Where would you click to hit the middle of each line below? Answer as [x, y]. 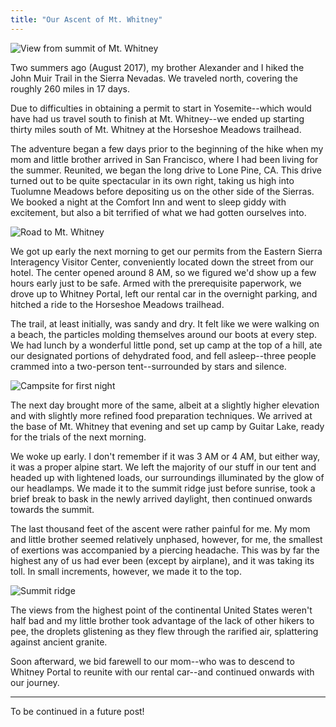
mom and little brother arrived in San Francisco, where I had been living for [164, 159]
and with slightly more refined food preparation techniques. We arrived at [161, 415]
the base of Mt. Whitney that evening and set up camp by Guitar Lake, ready [167, 426]
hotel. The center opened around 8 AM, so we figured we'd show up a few [163, 272]
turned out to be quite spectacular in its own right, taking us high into [152, 180]
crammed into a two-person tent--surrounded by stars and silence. [148, 366]
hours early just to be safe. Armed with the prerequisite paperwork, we [156, 283]
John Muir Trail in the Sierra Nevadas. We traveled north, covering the [154, 78]
